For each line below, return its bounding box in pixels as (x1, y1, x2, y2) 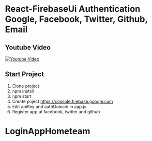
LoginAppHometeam (5, 126, 91, 137)
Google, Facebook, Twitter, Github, (5, 14, 148, 25)
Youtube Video (5, 43, 51, 51)
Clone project (12, 83, 40, 89)
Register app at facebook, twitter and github (12, 109, 100, 114)
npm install (12, 88, 34, 94)
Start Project (5, 70, 45, 78)
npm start (12, 93, 31, 99)
